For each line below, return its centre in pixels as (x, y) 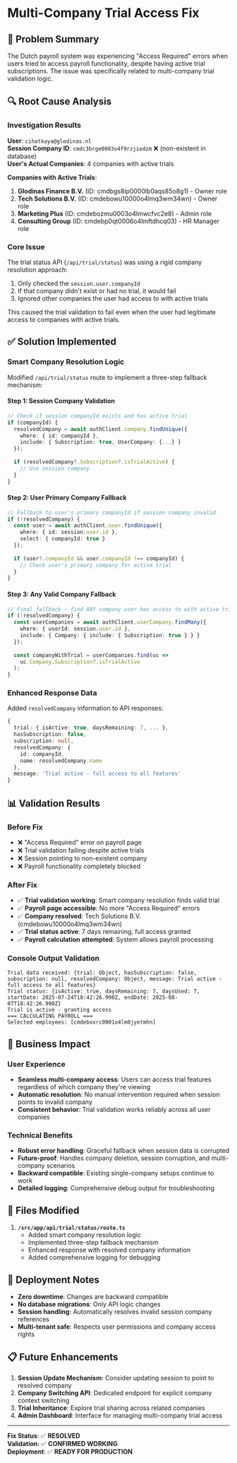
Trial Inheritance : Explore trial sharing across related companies (111, 1408)
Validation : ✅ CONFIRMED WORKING (62, 1443)
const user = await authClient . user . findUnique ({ (88, 526)
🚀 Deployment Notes (54, 1280)
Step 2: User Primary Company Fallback (67, 498)
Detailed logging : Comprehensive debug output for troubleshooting (116, 1188)
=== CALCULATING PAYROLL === (50, 1016)
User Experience (36, 1064)
